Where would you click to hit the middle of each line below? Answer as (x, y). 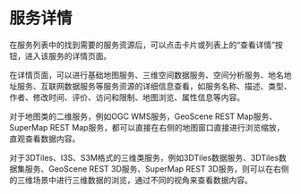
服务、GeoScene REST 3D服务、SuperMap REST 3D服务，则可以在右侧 (157, 169)
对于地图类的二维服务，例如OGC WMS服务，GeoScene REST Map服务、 (143, 116)
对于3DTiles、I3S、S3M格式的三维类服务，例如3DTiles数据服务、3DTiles (144, 157)
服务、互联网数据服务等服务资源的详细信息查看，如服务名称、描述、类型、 (154, 86)
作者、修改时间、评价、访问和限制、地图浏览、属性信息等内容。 (127, 97)
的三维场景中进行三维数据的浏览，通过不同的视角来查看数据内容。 (131, 180)
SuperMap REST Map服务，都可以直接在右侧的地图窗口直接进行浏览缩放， (147, 127)
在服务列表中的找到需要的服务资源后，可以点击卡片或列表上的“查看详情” (142, 45)
